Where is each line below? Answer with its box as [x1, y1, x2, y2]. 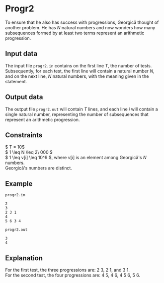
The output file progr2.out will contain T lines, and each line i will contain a [5, 106, 158, 112]
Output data [5, 93, 43, 102]
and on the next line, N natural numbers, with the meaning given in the [5, 73, 149, 79]
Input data [5, 50, 38, 58]
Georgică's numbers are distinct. [5, 165, 72, 171]
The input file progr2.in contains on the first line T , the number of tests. [5, 62, 152, 68]
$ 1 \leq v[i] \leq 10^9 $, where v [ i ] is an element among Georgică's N [5, 155, 147, 161]
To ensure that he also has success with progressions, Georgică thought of [5, 19, 159, 25]
